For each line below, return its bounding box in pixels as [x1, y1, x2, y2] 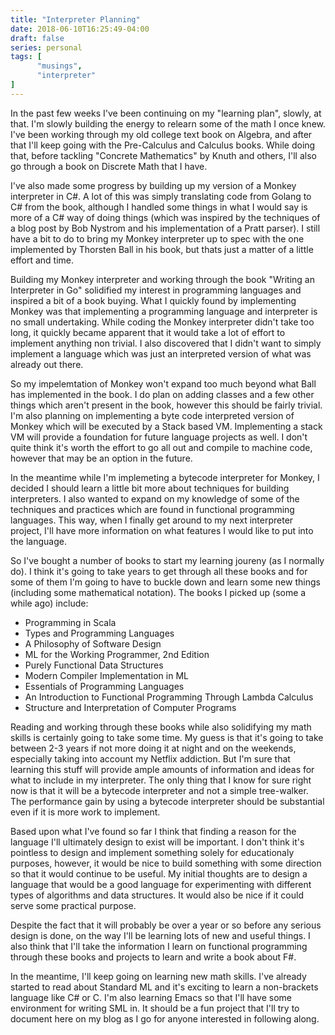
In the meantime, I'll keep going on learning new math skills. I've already [10, 970, 307, 982]
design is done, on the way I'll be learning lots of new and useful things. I [10, 929, 311, 941]
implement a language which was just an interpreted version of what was [10, 347, 312, 360]
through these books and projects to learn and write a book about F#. [10, 951, 297, 963]
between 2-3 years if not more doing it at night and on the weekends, [10, 742, 297, 754]
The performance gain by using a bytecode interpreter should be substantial [10, 795, 325, 807]
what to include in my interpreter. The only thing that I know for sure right [10, 774, 312, 786]
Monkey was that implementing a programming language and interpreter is [10, 305, 318, 317]
